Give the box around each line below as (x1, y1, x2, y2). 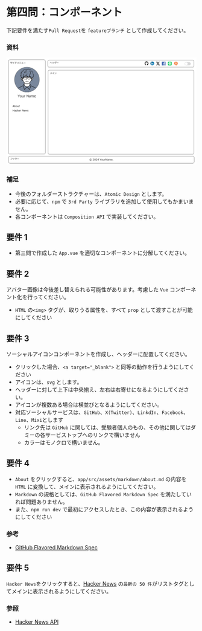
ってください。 (32, 294, 69, 301)
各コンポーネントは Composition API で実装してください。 (14, 213, 159, 220)
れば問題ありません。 (14, 498, 68, 505)
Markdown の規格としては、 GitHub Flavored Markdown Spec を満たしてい (14, 490, 192, 497)
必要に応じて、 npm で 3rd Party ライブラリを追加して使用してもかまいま (14, 198, 194, 205)
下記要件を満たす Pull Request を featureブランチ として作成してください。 (6, 27, 189, 34)
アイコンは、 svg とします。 (14, 378, 83, 386)
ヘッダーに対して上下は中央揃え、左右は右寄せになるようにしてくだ (14, 386, 184, 393)
